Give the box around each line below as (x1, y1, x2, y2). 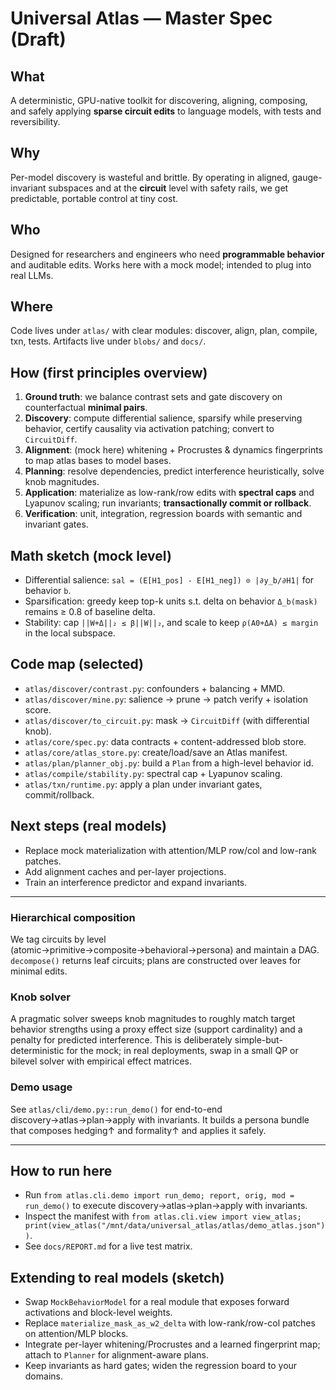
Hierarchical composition (10, 910, 136, 924)
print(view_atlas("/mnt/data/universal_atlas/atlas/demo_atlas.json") (24, 1221, 326, 1231)
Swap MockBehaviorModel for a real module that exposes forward (24, 1296, 290, 1308)
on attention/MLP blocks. (24, 1328, 129, 1340)
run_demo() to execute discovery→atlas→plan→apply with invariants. (24, 1200, 308, 1212)
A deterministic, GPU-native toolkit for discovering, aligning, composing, (10, 95, 308, 106)
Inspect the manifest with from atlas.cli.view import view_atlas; (24, 1210, 302, 1222)
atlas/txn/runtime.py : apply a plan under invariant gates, (24, 778, 263, 790)
